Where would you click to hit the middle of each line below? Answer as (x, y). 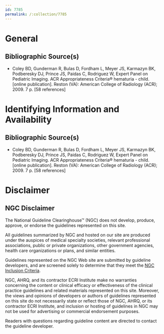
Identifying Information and (62, 109)
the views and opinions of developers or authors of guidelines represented (81, 296)
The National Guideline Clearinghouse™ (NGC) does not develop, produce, (80, 220)
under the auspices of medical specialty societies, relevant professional (78, 240)
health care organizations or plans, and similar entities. (60, 250)
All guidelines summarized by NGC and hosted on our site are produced (78, 235)
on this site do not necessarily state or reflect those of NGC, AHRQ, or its (79, 301)
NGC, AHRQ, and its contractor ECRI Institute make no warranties (71, 280)
